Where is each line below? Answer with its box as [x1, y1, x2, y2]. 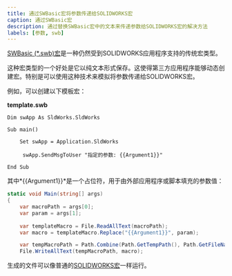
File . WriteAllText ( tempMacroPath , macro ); [19, 248, 144, 255]
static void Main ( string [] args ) [7, 190, 104, 197]
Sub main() [7, 126, 39, 133]
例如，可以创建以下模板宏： [7, 87, 86, 95]
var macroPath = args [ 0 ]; [19, 204, 95, 210]
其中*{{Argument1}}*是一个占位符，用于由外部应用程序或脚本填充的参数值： [7, 177, 224, 185]
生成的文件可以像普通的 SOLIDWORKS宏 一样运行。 [7, 262, 151, 270]
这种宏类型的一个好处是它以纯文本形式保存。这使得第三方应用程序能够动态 [7, 63, 219, 72]
